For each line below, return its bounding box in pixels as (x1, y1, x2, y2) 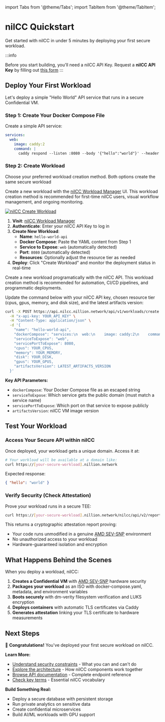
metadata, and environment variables (12, 589, 88, 595)
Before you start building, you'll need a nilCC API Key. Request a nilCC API (5, 61, 156, 68)
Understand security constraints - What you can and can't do (12, 661, 137, 667)
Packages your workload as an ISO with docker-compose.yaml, (12, 583, 142, 589)
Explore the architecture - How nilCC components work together (12, 666, 143, 672)
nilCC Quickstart (5, 22, 75, 32)
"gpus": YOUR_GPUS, (14, 359, 54, 364)
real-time (12, 265, 31, 271)
